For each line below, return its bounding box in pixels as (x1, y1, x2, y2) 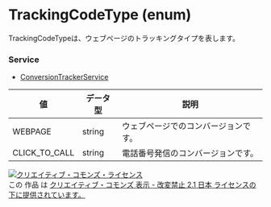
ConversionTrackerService (19, 72, 109, 82)
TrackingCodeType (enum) (8, 6, 192, 24)
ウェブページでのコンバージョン (122, 121, 244, 132)
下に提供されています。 (8, 190, 86, 200)
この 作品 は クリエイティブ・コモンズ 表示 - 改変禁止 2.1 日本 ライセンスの (8, 180, 256, 190)
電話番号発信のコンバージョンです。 (122, 147, 259, 159)
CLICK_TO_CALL (12, 147, 75, 159)
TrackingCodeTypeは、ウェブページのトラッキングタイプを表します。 (8, 33, 240, 43)
